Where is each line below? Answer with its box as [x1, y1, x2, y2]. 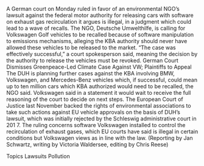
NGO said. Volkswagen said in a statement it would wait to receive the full [6, 89, 191, 96]
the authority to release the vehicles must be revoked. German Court [6, 57, 178, 64]
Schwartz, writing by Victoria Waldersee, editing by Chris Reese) [6, 141, 169, 148]
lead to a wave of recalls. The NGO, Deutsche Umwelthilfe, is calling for [6, 24, 186, 32]
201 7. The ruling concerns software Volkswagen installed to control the [6, 122, 186, 128]
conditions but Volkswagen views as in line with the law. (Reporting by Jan [6, 134, 193, 142]
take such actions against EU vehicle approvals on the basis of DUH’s [6, 109, 181, 116]
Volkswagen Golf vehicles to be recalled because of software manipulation [6, 31, 194, 38]
